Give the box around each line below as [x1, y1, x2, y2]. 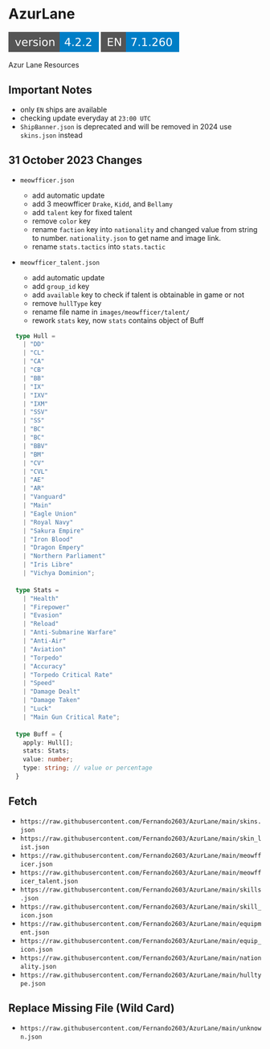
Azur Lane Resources [8, 59, 80, 69]
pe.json [19, 979, 46, 988]
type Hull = [15, 332, 56, 340]
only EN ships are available [19, 104, 108, 114]
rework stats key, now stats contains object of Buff [31, 315, 204, 325]
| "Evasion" [22, 611, 63, 619]
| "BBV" [22, 442, 48, 450]
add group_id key [31, 281, 90, 291]
